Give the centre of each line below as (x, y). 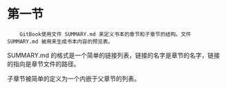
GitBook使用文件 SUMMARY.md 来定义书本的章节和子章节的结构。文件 (106, 34)
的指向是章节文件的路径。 (43, 63)
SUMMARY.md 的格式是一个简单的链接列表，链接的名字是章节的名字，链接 (113, 55)
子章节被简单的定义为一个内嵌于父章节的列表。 (73, 78)
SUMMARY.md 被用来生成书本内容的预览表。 (60, 41)
